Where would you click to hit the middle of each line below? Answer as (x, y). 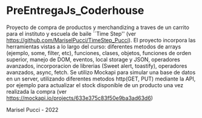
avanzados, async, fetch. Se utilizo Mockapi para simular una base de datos (101, 72)
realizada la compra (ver (37, 91)
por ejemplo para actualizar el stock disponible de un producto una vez (95, 85)
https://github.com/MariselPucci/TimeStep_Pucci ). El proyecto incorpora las (101, 40)
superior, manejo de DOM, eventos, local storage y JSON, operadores (93, 59)
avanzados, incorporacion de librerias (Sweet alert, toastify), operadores (97, 66)
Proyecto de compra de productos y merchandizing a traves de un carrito (98, 27)
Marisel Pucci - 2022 (32, 110)
